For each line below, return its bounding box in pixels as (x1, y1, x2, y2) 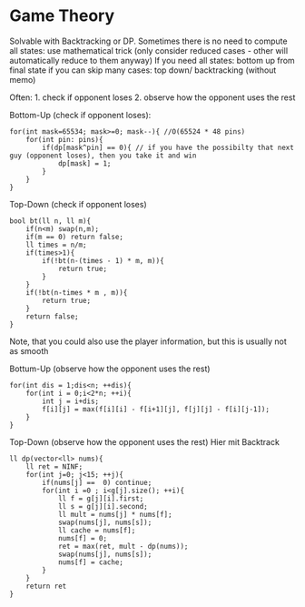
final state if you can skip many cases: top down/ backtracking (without (9, 65, 277, 76)
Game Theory (9, 5, 115, 26)
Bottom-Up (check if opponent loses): (9, 109, 152, 120)
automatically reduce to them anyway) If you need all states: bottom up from (9, 55, 295, 66)
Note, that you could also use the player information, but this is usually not (9, 336, 288, 347)
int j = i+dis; (42, 397, 100, 406)
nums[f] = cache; (57, 557, 124, 567)
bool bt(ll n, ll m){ (9, 216, 92, 226)
